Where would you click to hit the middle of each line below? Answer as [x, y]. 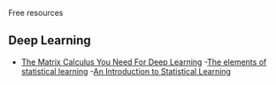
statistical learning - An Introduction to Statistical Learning [126, 71]
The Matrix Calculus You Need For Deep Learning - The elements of [144, 62]
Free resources [36, 13]
